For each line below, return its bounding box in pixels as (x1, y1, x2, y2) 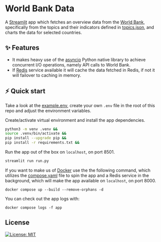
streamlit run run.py (5, 158, 49, 164)
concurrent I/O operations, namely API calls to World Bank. (12, 62, 131, 67)
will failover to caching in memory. (12, 72, 81, 78)
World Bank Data (5, 3, 75, 14)
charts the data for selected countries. (5, 29, 82, 35)
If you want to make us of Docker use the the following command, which (5, 167, 151, 173)
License (5, 219, 30, 227)
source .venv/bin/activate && (5, 131, 67, 136)
